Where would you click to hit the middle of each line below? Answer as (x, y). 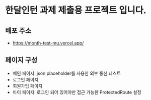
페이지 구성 (21, 60)
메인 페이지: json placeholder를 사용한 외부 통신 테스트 (66, 73)
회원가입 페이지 (27, 86)
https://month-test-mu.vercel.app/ (48, 43)
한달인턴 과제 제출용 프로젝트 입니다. (76, 10)
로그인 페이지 (25, 79)
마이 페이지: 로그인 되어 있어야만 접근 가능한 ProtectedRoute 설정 (77, 92)
